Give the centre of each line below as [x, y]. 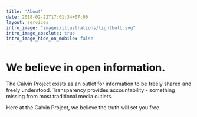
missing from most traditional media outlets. [60, 96]
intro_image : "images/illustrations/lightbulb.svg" [71, 28]
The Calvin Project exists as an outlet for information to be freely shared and [99, 84]
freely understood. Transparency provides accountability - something [91, 90]
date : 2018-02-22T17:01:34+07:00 [47, 17]
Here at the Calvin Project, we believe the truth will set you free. [83, 107]
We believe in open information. [86, 68]
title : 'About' [25, 11]
